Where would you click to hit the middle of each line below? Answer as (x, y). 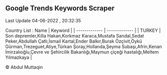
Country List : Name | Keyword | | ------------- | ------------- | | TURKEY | (83, 30)
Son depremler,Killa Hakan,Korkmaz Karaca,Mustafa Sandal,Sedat (75, 35)
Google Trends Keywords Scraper (60, 8)
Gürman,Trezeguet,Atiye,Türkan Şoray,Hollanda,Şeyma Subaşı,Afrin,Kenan (83, 46)
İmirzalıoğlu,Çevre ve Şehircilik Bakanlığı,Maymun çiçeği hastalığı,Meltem (82, 52)
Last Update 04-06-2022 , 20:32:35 (43, 20)
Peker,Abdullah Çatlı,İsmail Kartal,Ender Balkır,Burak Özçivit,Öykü (74, 41)
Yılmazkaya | (19, 57)
